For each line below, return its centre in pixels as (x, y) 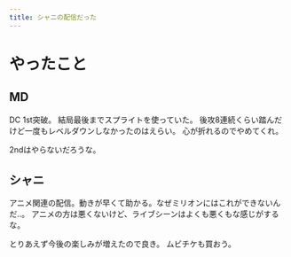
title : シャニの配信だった (53, 17)
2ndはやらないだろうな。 (55, 149)
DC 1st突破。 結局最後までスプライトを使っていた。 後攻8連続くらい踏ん (142, 120)
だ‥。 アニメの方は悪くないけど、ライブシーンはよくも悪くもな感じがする (144, 214)
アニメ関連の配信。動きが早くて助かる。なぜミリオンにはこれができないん (145, 203)
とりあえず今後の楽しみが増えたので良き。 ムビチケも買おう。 (123, 244)
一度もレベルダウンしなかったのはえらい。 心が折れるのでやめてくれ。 (154, 130)
